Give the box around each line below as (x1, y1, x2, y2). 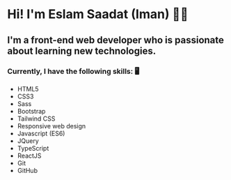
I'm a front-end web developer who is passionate (7, 34, 225, 46)
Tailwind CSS (17, 114, 56, 123)
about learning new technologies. (7, 45, 157, 57)
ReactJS (17, 151, 42, 160)
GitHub (17, 166, 38, 174)
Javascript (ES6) (17, 129, 65, 137)
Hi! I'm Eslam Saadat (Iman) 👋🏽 (7, 6, 189, 22)
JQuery (17, 136, 40, 145)
